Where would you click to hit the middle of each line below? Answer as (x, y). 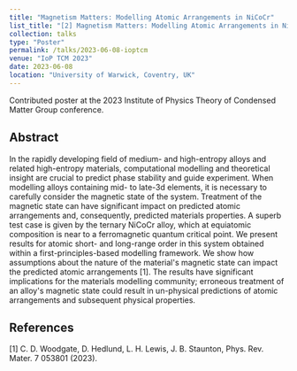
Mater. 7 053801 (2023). (53, 359)
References (42, 327)
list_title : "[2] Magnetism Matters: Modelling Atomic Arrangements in (144, 26)
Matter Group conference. (57, 109)
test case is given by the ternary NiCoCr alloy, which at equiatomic (130, 224)
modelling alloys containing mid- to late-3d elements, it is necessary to (138, 187)
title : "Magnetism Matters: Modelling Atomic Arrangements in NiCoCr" (142, 17)
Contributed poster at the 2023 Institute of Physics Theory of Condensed (143, 100)
